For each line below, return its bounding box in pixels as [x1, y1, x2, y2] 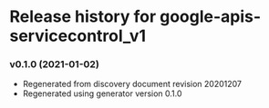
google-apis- [159, 6, 262, 27]
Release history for [9, 6, 157, 27]
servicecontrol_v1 [9, 25, 147, 46]
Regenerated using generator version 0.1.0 [22, 88, 182, 99]
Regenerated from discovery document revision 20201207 [22, 79, 243, 90]
